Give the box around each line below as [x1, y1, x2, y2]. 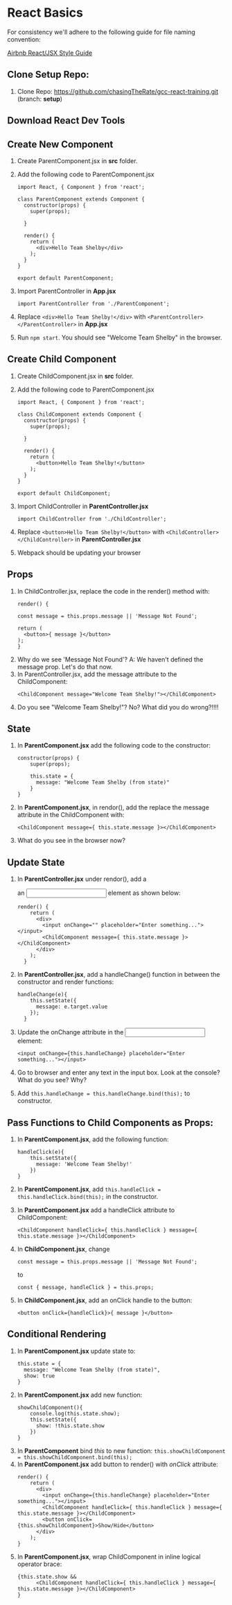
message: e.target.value [35, 1003, 108, 1011]
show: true [24, 1372, 55, 1379]
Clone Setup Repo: [7, 69, 90, 81]
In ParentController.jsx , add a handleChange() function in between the [17, 970, 220, 979]
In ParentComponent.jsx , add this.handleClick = [17, 1185, 161, 1193]
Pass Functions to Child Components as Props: [7, 1116, 213, 1129]
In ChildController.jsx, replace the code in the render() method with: [17, 587, 210, 595]
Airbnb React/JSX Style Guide [7, 49, 93, 57]
